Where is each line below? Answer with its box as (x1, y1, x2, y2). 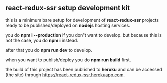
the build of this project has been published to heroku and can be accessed (5, 66, 162, 72)
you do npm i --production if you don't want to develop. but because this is (5, 32, 162, 38)
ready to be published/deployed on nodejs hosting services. (5, 22, 131, 28)
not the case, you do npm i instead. (5, 37, 79, 43)
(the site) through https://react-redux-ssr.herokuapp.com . (5, 72, 125, 78)
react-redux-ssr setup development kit (5, 4, 130, 12)
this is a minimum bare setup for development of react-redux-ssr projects (5, 17, 159, 23)
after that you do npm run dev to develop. (5, 47, 92, 53)
